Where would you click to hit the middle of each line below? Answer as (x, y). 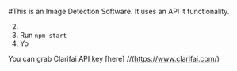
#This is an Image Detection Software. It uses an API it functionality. (119, 11)
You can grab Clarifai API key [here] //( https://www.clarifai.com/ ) (114, 59)
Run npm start (43, 35)
